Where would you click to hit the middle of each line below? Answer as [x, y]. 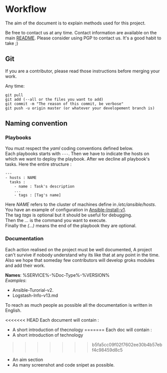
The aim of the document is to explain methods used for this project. [76, 23]
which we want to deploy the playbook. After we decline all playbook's [78, 159]
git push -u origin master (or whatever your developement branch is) [80, 108]
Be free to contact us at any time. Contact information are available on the [81, 32]
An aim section [28, 360]
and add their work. [25, 265]
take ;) [12, 43]
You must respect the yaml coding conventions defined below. [69, 149]
